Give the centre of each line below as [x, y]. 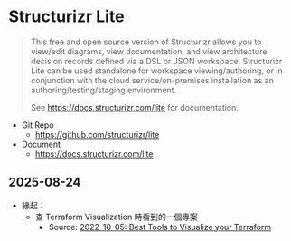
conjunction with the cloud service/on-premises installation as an [152, 80]
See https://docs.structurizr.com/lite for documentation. [134, 107]
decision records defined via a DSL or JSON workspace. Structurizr [156, 61]
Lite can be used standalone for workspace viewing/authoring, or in [157, 71]
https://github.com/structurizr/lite [97, 134]
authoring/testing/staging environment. [103, 90]
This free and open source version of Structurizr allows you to [146, 42]
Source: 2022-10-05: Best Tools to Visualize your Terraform [160, 227]
